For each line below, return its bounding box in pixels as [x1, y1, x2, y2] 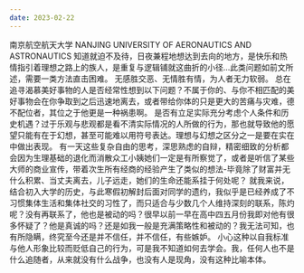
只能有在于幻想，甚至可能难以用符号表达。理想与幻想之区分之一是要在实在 [16, 129, 295, 140]
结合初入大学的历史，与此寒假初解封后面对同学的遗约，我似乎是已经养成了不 [9, 186, 295, 197]
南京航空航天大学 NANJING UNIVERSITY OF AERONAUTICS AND [9, 39, 252, 50]
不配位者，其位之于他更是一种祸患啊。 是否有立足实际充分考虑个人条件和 [9, 107, 281, 118]
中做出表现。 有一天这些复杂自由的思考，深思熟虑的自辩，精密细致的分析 [9, 141, 281, 152]
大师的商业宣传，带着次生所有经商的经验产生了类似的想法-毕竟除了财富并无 [9, 164, 291, 174]
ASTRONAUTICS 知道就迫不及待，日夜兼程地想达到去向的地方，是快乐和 [9, 51, 280, 61]
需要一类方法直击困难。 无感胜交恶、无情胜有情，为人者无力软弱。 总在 [24, 73, 291, 84]
